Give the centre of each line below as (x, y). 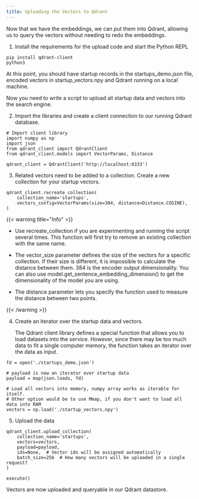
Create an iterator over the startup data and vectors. (79, 321)
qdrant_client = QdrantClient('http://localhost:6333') (77, 164)
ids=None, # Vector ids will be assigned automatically (89, 452)
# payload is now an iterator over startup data (68, 373)
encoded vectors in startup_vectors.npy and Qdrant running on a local (92, 80)
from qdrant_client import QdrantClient (57, 149)
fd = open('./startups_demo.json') (50, 363)
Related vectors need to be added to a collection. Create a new (92, 175)
